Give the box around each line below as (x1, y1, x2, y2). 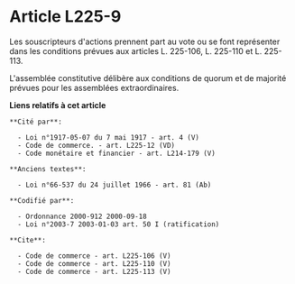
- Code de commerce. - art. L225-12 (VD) (17, 141, 176, 150)
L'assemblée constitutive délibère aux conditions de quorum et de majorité (9, 72, 287, 83)
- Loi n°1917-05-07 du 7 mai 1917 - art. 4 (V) (17, 133, 200, 142)
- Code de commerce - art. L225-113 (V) (17, 267, 171, 276)
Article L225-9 (9, 6, 122, 27)
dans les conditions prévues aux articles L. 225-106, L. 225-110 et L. (9, 45, 263, 56)
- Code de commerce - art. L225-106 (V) (17, 251, 171, 261)
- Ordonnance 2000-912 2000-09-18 (17, 212, 147, 221)
